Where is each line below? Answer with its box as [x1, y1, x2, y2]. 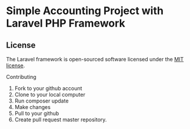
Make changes [14, 104, 51, 110]
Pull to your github [14, 110, 59, 117]
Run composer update [14, 97, 69, 104]
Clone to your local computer [14, 91, 85, 98]
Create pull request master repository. [14, 116, 107, 123]
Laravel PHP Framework [6, 16, 125, 30]
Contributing [6, 74, 36, 80]
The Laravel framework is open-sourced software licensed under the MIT [6, 56, 184, 62]
